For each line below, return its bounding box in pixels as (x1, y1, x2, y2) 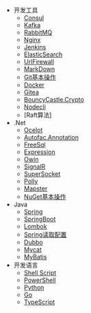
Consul (23, 14, 44, 22)
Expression (23, 148, 56, 156)
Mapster (23, 184, 48, 193)
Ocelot (23, 126, 43, 134)
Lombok (23, 222, 47, 230)
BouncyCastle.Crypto (23, 96, 84, 103)
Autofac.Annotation (23, 133, 79, 141)
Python (23, 283, 44, 291)
